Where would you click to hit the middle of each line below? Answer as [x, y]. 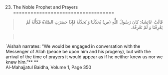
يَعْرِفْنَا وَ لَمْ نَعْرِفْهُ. [147, 27]
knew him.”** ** [22, 62]
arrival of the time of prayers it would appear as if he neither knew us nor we [84, 57]
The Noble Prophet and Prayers [45, 7]
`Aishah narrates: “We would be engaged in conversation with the [73, 46]
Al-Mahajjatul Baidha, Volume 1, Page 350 [49, 67]
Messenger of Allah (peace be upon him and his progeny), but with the [78, 52]
